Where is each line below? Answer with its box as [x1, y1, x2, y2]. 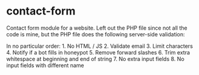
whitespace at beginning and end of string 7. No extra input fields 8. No [6, 55, 185, 62]
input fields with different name [6, 62, 84, 69]
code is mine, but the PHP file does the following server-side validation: [6, 30, 185, 37]
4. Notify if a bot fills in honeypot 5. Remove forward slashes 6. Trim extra [6, 48, 190, 56]
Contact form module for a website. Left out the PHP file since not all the [6, 24, 187, 31]
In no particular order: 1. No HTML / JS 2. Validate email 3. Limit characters [6, 42, 193, 50]
